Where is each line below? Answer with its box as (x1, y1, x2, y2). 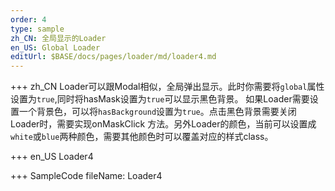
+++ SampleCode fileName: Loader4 (10, 170, 163, 182)
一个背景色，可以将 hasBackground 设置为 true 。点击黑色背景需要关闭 (18, 106, 297, 118)
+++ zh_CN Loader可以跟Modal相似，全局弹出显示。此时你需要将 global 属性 (10, 81, 325, 93)
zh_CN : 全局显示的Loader (10, 33, 107, 43)
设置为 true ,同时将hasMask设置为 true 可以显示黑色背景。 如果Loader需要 (10, 93, 310, 105)
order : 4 (10, 14, 47, 25)
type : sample (10, 24, 65, 34)
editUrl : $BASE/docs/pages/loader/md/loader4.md (10, 52, 217, 62)
